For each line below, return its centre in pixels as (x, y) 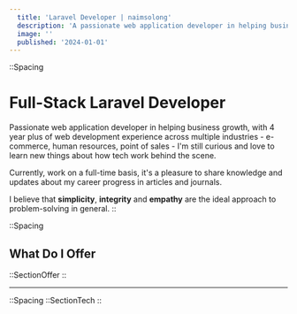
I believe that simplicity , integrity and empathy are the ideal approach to (143, 199)
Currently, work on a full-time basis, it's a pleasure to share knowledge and (146, 172)
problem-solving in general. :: (63, 209)
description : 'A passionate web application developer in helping (142, 26)
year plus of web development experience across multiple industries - (137, 137)
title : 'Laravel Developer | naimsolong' (95, 17)
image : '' (35, 34)
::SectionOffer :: (38, 275)
